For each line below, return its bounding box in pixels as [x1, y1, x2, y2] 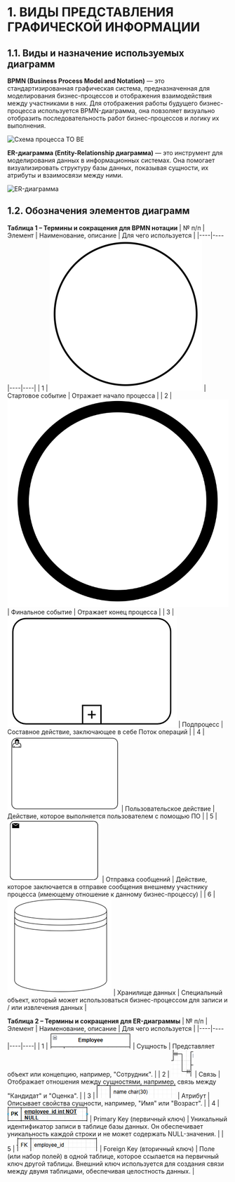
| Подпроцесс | [177, 720, 224, 728]
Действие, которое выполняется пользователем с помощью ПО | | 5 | [7, 812, 217, 820]
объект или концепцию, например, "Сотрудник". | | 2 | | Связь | [7, 1070, 221, 1078]
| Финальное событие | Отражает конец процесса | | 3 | [7, 608, 174, 616]
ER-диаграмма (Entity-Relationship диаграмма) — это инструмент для [7, 149, 223, 157]
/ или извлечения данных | [7, 1003, 87, 1011]
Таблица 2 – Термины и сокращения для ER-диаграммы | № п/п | [7, 1016, 208, 1025]
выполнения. [7, 122, 46, 130]
